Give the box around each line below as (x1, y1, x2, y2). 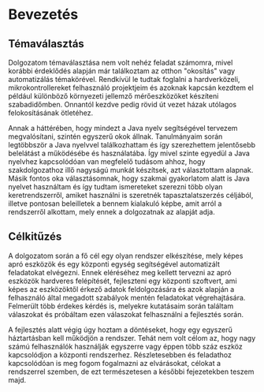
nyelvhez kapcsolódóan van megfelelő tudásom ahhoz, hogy (8, 157, 206, 166)
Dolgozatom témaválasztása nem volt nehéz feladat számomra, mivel (8, 58, 233, 67)
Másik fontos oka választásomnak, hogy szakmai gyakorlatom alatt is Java (8, 174, 250, 183)
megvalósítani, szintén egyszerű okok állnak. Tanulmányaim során (8, 132, 223, 141)
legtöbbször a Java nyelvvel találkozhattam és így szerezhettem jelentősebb (8, 140, 256, 149)
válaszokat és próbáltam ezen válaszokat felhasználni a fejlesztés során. (8, 309, 244, 319)
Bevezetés (8, 6, 79, 24)
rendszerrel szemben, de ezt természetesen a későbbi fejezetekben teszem (8, 367, 255, 376)
